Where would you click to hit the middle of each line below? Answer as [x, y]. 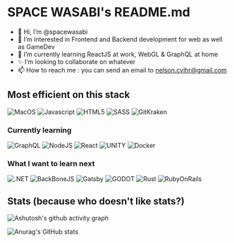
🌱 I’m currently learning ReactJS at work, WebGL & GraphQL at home [118, 54]
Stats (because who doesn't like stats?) [96, 201]
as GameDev [36, 46]
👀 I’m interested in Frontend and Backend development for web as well [120, 39]
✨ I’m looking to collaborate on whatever [76, 61]
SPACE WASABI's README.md [99, 12]
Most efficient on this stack [69, 95]
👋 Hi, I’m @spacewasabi [53, 32]
